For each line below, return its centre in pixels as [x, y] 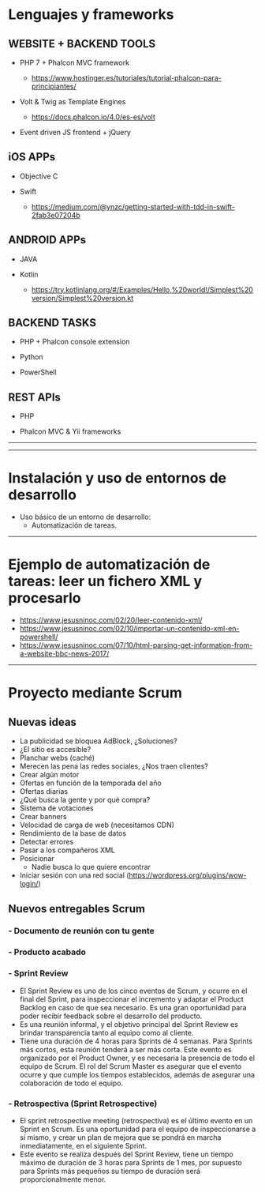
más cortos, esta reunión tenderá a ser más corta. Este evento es [125, 1049]
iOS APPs [32, 157]
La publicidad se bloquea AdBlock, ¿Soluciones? [98, 741]
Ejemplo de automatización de [109, 564]
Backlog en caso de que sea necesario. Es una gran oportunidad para [133, 1007]
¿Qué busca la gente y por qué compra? [85, 800]
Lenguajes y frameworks [91, 15]
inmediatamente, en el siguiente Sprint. [83, 1145]
